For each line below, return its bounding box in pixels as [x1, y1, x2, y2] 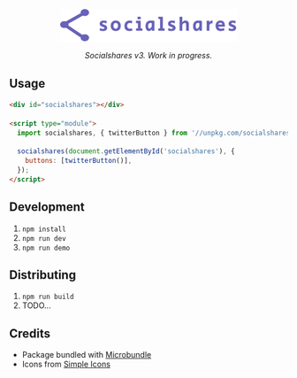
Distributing [9, 267, 77, 282]
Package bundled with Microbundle [21, 350, 152, 360]
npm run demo [21, 243, 71, 252]
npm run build [21, 292, 74, 302]
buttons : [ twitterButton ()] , [25, 157, 133, 166]
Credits [9, 326, 51, 341]
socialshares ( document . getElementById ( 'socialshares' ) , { [17, 147, 236, 156]
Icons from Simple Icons [21, 359, 110, 370]
